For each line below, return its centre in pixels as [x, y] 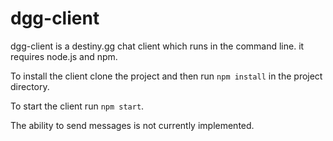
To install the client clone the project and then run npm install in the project [166, 76]
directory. [30, 86]
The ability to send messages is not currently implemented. [132, 125]
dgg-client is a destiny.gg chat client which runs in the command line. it [157, 46]
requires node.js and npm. [64, 56]
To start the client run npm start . [77, 106]
